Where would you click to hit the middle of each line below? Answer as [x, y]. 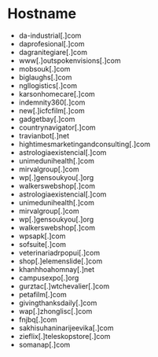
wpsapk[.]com [42, 236]
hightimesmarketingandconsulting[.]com [85, 144]
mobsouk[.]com [44, 68]
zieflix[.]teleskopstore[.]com [64, 336]
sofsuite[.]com [42, 244]
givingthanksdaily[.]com [58, 303]
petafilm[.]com [43, 294]
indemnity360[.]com [52, 102]
